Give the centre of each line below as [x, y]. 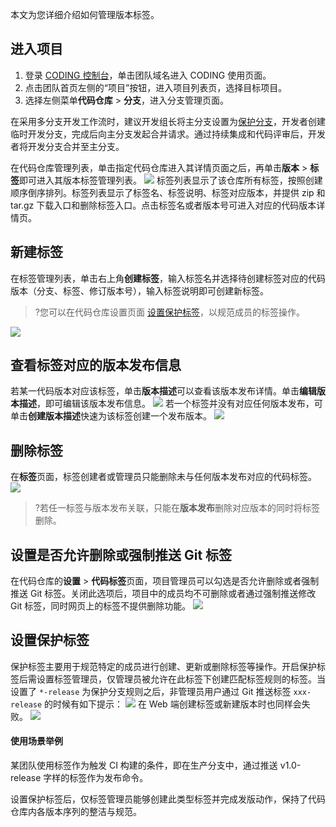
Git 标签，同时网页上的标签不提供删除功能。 [101, 606]
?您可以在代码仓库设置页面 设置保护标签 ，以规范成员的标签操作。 [169, 312]
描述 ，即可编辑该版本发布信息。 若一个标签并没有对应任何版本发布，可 [170, 404]
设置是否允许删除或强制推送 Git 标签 [121, 554]
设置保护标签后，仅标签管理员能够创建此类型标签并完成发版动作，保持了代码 [168, 799]
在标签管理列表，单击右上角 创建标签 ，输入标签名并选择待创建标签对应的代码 [168, 278]
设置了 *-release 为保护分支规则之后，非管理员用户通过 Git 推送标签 [151, 691]
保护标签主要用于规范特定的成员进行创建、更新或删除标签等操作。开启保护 [163, 666]
